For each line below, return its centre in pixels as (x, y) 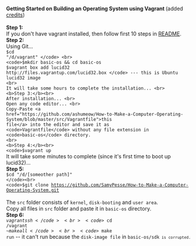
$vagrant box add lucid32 (38, 68)
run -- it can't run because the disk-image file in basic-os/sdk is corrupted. (99, 237)
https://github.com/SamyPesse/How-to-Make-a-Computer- (120, 185)
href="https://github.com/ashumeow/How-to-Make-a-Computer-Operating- (95, 114)
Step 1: (15, 27)
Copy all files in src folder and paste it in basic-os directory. (79, 209)
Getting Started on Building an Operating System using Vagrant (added (95, 9)
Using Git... (20, 46)
